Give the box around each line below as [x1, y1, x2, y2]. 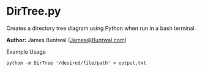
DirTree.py [6, 4, 61, 18]
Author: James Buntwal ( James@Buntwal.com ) [6, 36, 127, 43]
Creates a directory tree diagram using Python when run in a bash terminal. [6, 24, 196, 32]
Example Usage [6, 48, 46, 56]
